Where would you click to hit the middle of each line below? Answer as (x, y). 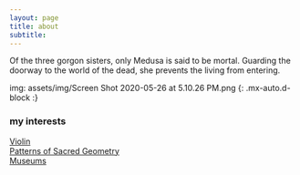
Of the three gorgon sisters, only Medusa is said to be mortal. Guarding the (150, 61)
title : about (34, 26)
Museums (28, 160)
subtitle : (28, 35)
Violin (20, 141)
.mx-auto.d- (268, 88)
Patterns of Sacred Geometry (65, 150)
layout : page (34, 18)
